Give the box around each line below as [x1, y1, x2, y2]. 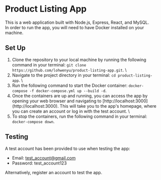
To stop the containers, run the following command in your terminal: [12, 113, 147, 119]
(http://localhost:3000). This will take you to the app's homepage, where [12, 103, 157, 109]
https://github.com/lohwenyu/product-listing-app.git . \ [12, 67, 127, 73]
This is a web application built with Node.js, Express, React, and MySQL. [5, 19, 149, 25]
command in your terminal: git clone [12, 62, 87, 67]
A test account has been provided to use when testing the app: [5, 146, 131, 151]
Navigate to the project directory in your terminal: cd [12, 72, 116, 78]
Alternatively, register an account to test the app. [5, 169, 102, 175]
